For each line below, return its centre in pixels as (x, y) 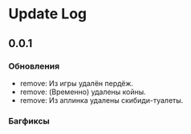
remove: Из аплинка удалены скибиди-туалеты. (102, 100)
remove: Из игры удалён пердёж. (77, 83)
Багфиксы (29, 120)
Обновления (34, 66)
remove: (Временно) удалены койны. (83, 92)
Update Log (48, 14)
